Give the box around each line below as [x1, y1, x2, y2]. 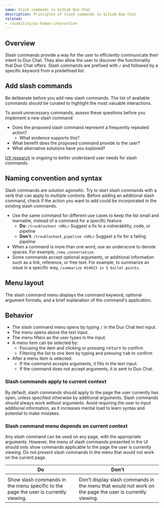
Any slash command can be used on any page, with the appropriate [5, 433, 142, 439]
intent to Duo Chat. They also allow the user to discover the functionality [5, 57, 150, 63]
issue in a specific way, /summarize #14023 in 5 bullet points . [12, 265, 140, 270]
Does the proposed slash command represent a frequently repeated [12, 124, 149, 130]
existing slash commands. [5, 203, 58, 209]
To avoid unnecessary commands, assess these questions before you [5, 109, 145, 115]
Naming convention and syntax [5, 174, 102, 183]
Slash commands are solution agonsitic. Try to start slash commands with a [5, 187, 157, 193]
